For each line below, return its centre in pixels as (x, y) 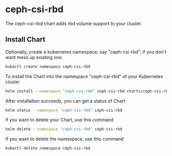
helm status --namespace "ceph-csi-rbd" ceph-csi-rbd (64, 110)
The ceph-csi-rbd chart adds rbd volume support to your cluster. (74, 23)
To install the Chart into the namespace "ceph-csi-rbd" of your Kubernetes (84, 76)
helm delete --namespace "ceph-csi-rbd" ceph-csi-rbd (64, 129)
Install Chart (25, 40)
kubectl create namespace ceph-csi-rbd (48, 67)
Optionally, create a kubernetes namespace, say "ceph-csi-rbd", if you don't (86, 51)
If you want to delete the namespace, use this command (64, 139)
